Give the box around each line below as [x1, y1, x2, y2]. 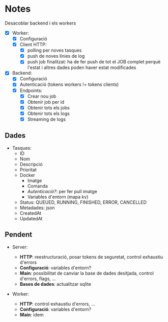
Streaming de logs [27, 116, 66, 122]
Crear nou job [27, 93, 57, 99]
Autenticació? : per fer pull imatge [27, 188, 98, 194]
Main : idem [19, 311, 44, 317]
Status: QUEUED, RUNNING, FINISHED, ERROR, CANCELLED [19, 199, 147, 205]
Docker [19, 172, 35, 178]
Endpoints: [19, 87, 43, 94]
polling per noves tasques [27, 47, 82, 54]
